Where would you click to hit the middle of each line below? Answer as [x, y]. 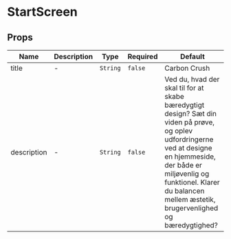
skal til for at [184, 88]
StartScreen [42, 12]
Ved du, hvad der [192, 79]
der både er [184, 165]
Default [192, 57]
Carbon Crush [187, 68]
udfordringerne [189, 139]
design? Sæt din [191, 114]
